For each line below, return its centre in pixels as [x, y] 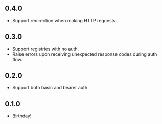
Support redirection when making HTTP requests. [64, 20]
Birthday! [22, 116]
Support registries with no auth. [45, 49]
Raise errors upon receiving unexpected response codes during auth [85, 54]
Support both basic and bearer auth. [50, 88]
